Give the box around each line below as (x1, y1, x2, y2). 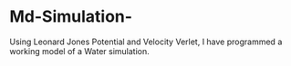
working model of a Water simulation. (9, 45, 150, 56)
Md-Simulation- (9, 6, 133, 27)
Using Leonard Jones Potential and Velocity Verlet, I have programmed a (9, 36, 283, 47)
